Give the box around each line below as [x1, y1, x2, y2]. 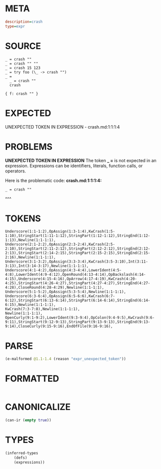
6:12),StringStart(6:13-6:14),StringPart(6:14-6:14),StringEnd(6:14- [5, 298, 151, 303]
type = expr [5, 24, 26, 29]
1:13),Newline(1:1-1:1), [5, 237, 56, 243]
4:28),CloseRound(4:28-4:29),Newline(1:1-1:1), [5, 285, 105, 290]
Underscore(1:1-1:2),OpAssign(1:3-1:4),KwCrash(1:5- [5, 229, 115, 234]
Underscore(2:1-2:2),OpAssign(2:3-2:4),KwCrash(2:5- [5, 242, 115, 247]
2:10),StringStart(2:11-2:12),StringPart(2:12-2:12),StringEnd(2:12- [5, 246, 151, 251]
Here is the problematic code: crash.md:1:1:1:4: [5, 177, 102, 183]
